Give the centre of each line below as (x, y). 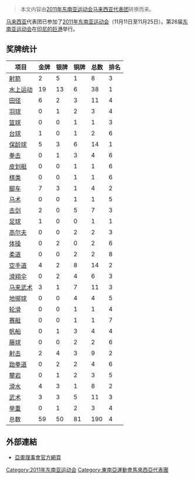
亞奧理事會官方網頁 (38, 457)
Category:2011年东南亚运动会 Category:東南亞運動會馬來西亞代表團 (87, 470)
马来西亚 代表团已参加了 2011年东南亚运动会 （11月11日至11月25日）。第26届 (94, 22)
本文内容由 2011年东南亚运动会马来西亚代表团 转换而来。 (87, 9)
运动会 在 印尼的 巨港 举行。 (47, 29)
